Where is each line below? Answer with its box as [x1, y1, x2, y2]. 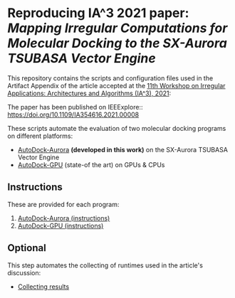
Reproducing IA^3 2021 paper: [7, 5, 189, 21]
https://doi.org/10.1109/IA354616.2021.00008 [7, 110, 140, 119]
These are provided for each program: [7, 200, 120, 208]
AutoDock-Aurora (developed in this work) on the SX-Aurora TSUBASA [17, 145, 228, 154]
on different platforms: [7, 132, 73, 140]
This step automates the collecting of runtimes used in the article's [7, 261, 203, 270]
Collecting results [17, 282, 70, 291]
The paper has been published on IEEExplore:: [7, 102, 143, 111]
